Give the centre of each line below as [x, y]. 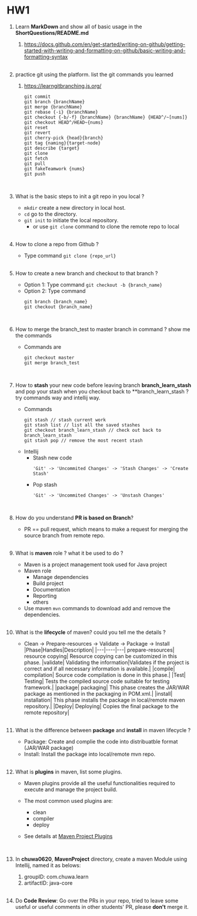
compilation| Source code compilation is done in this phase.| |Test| [105, 674]
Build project [48, 583]
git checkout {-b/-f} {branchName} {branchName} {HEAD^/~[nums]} [106, 117]
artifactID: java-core [48, 883]
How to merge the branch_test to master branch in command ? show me [103, 329]
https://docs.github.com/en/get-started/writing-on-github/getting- [105, 44]
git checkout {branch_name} [58, 307]
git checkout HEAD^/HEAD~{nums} [64, 122]
